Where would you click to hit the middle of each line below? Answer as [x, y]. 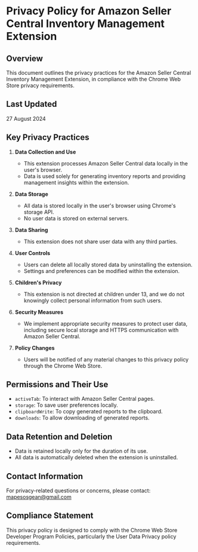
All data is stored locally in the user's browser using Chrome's [100, 206]
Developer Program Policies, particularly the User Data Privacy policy [91, 536]
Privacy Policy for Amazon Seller [89, 11]
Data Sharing [31, 230]
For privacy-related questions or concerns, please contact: [78, 490]
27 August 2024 [26, 118]
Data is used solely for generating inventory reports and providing [105, 176]
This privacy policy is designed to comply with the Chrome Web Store [92, 530]
